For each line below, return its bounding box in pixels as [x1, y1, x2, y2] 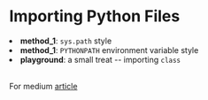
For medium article [9, 81, 78, 91]
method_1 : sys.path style [20, 35, 112, 46]
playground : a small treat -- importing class [20, 54, 181, 65]
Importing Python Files [9, 6, 181, 27]
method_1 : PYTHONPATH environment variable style [20, 44, 199, 55]
